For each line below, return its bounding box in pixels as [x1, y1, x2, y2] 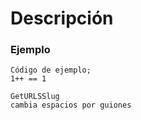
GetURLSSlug [10, 92, 60, 102]
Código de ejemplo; [10, 65, 92, 76]
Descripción [10, 7, 114, 30]
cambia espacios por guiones [10, 100, 132, 111]
